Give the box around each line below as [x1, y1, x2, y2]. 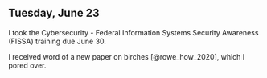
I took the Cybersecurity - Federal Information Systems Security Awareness [8, 27, 259, 37]
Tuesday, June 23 [8, 6, 100, 20]
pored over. [8, 60, 47, 70]
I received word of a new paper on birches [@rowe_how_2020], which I [8, 51, 245, 61]
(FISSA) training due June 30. [8, 36, 107, 46]
